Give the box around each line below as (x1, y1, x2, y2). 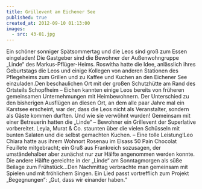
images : (6, 25, 26, 32)
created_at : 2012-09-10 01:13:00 (6, 20, 90, 26)
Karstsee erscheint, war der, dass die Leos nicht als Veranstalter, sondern (6, 106, 189, 113)
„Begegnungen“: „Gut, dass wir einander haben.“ (6, 176, 128, 184)
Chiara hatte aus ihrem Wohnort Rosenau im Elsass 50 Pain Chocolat (6, 138, 177, 145)
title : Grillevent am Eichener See (6, 8, 96, 15)
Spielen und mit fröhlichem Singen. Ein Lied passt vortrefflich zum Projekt (6, 170, 189, 177)
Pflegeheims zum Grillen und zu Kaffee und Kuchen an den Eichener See (6, 74, 188, 81)
